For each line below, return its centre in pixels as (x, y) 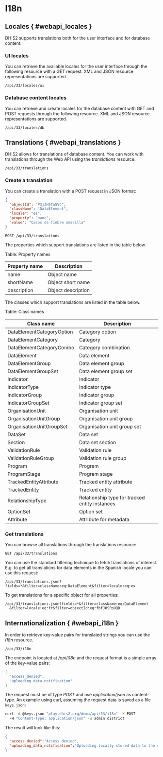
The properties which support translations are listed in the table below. (76, 245)
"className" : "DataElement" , (39, 209)
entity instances (97, 503)
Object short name (69, 282)
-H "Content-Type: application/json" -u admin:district (67, 719)
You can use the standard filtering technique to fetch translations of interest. (81, 563)
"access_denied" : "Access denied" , (44, 741)
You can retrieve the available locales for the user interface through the (76, 67)
